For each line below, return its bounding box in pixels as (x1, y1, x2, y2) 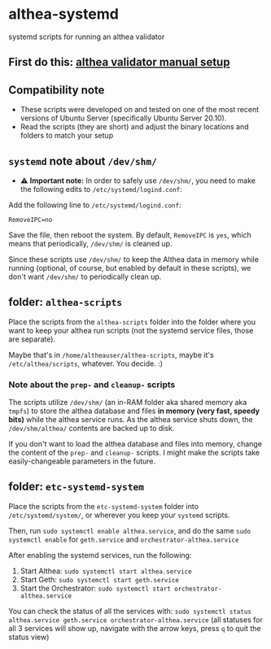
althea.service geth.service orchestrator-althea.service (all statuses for (8, 615, 263, 625)
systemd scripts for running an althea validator (8, 32, 165, 41)
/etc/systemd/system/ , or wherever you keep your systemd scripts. (8, 510, 230, 520)
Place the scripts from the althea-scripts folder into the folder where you (8, 316, 256, 326)
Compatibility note (8, 83, 105, 97)
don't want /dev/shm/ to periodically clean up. (8, 272, 162, 281)
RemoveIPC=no (8, 216, 53, 224)
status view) (8, 632, 50, 642)
